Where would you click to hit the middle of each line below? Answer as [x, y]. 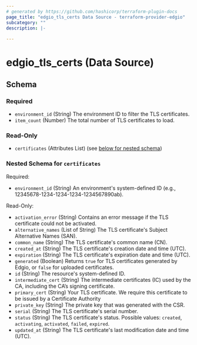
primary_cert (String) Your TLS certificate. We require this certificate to [101, 292]
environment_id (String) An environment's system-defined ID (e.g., [95, 188]
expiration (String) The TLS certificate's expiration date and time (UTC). [102, 255]
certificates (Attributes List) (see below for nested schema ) [88, 149]
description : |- [26, 28]
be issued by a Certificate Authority [58, 298]
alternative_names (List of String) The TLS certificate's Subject [91, 229]
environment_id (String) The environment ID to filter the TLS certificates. [102, 114]
